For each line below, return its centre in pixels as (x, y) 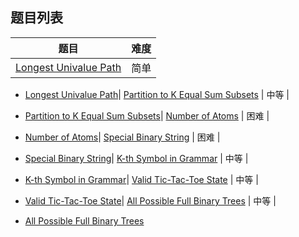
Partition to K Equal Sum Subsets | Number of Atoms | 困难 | (147, 115)
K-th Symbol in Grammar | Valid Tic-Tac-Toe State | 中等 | (141, 179)
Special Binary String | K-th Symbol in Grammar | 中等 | (136, 158)
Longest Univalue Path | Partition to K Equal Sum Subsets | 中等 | (157, 94)
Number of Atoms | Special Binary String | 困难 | (122, 137)
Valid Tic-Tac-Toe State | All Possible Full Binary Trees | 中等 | (150, 200)
